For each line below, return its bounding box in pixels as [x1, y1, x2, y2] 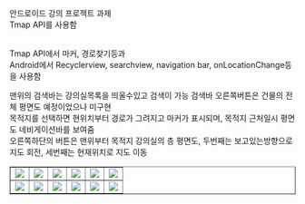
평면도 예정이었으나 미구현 [18, 102, 112, 112]
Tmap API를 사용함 [9, 19, 77, 30]
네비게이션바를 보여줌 [18, 124, 95, 134]
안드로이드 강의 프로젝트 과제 [9, 8, 112, 18]
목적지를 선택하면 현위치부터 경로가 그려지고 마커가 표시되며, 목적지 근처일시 [9, 112, 279, 123]
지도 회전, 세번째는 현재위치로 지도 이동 [9, 147, 148, 157]
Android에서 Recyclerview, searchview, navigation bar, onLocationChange [9, 60, 285, 70]
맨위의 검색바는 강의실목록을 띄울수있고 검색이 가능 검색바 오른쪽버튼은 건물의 [9, 90, 284, 101]
